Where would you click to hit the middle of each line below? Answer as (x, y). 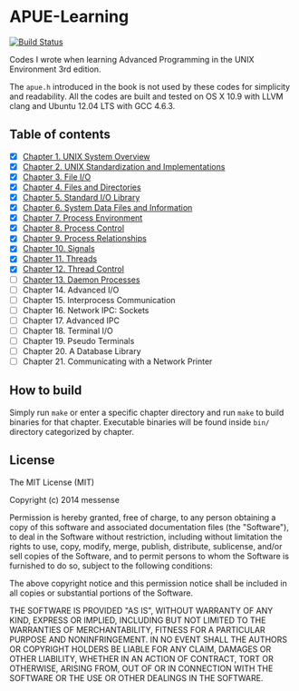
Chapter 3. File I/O (57, 177)
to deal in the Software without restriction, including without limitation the (146, 537)
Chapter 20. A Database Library (82, 350)
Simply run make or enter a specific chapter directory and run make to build (147, 412)
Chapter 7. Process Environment (82, 218)
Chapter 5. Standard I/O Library (81, 197)
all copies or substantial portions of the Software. (101, 593)
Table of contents (60, 135)
